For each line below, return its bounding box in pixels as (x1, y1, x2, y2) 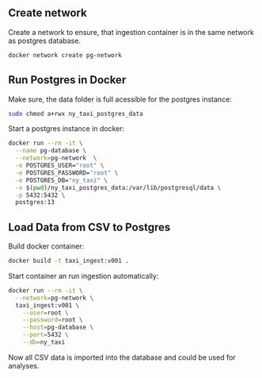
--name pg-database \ (15, 147, 87, 155)
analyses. (8, 361, 40, 370)
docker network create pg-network (8, 51, 123, 59)
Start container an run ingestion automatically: (8, 271, 159, 280)
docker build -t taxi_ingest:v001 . (8, 257, 129, 265)
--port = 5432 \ (22, 331, 69, 339)
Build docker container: (8, 241, 85, 251)
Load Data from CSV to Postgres (8, 220, 171, 233)
